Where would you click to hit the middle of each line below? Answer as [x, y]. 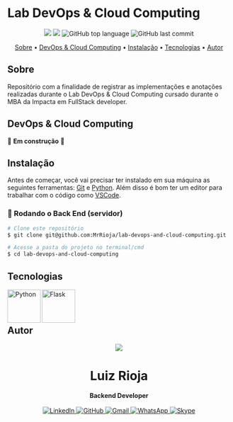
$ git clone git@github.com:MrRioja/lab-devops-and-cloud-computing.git [117, 235]
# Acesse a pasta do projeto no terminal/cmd [75, 248]
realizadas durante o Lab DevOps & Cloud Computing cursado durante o [113, 94]
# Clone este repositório [45, 228]
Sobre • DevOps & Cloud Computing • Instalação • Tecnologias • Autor [119, 47]
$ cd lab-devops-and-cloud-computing [63, 254]
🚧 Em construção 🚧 [36, 141]
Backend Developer [119, 395]
